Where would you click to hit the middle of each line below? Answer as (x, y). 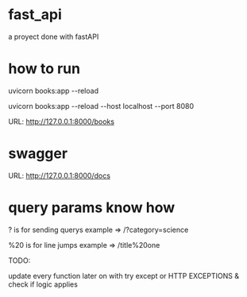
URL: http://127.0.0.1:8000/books (62, 121)
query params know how (92, 207)
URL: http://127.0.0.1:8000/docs (60, 175)
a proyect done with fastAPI (54, 37)
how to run (44, 69)
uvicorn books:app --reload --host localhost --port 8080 (101, 106)
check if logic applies (43, 284)
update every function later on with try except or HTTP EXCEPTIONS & (124, 276)
